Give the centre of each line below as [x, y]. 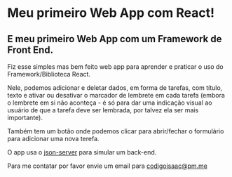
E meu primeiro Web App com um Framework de [115, 39]
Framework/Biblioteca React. [49, 74]
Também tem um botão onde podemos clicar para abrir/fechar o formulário [116, 131]
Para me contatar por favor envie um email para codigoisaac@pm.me [108, 166]
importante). [25, 118]
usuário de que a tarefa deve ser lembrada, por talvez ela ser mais [103, 110]
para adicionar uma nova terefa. [53, 139]
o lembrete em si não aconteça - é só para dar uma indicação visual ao [110, 103]
